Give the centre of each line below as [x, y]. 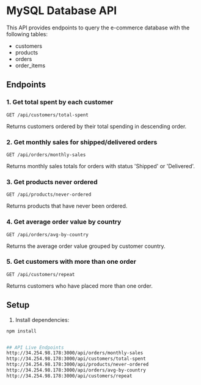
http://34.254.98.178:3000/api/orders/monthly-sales [75, 353]
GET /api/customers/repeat [41, 274]
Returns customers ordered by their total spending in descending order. [97, 126]
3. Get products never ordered [52, 182]
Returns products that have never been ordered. [67, 206]
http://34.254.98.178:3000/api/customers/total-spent [76, 359]
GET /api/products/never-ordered [49, 195]
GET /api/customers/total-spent [47, 115]
